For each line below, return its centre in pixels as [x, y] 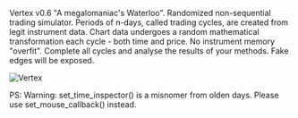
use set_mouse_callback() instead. [73, 105]
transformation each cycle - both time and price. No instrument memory [142, 41]
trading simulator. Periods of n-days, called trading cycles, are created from [149, 22]
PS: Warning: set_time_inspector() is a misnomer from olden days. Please [144, 95]
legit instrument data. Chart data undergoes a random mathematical [134, 32]
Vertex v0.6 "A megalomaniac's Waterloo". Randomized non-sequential [140, 13]
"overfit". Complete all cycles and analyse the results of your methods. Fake [149, 51]
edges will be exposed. [52, 60]
